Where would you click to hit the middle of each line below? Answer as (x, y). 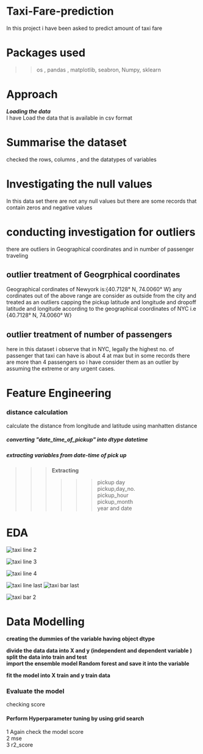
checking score (26, 705)
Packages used (46, 53)
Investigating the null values (79, 184)
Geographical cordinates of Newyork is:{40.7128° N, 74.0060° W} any (94, 289)
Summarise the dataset (66, 142)
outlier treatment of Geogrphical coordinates (93, 275)
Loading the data (28, 111)
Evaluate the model (35, 691)
